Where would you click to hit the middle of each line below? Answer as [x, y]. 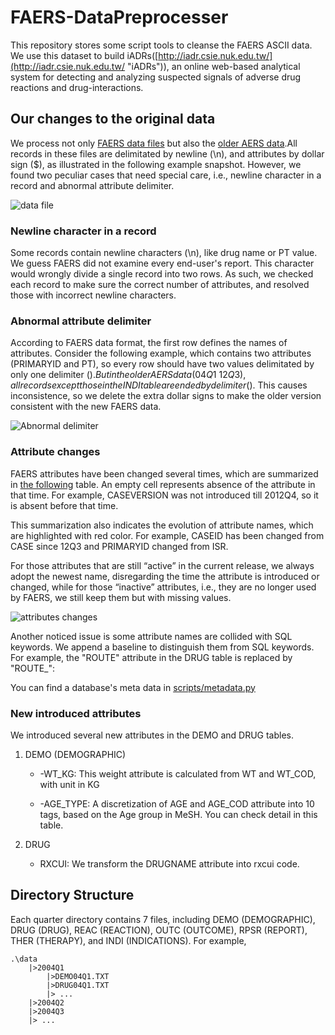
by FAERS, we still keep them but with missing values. [121, 597]
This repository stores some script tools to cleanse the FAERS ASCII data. [161, 45]
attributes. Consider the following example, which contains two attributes [161, 353]
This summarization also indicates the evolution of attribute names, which [162, 525]
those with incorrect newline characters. [93, 295]
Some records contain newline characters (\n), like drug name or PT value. [164, 253]
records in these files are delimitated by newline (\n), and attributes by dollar [167, 153]
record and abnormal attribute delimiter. [92, 185]
